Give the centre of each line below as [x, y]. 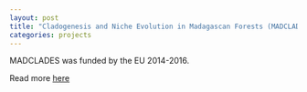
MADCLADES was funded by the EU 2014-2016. [100, 61]
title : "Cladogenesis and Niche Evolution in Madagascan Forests [136, 26]
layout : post [34, 18]
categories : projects [51, 35]
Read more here [40, 78]
